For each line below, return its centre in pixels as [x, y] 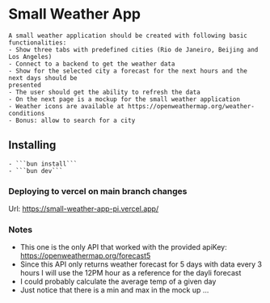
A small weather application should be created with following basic [128, 36]
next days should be [43, 78]
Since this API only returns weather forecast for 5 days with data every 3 [141, 264]
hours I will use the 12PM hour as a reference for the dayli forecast [131, 273]
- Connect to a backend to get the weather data [92, 64]
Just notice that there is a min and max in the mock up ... [114, 290]
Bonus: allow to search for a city [76, 120]
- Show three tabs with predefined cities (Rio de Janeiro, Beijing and [133, 49]
